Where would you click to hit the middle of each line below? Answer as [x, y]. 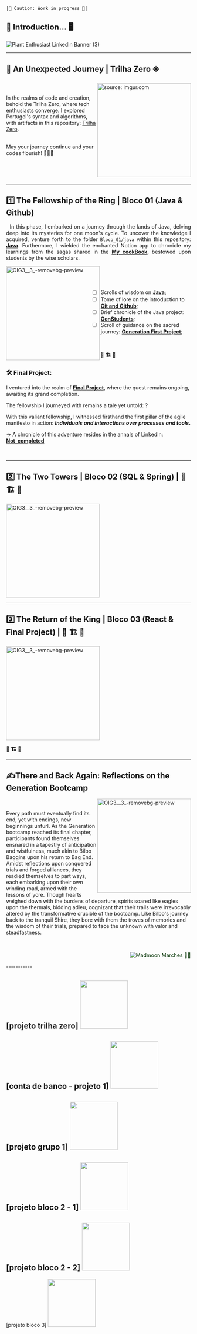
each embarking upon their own [45, 882]
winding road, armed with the [42, 889]
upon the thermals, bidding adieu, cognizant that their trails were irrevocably [98, 907]
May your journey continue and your [50, 147]
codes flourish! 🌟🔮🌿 [30, 153]
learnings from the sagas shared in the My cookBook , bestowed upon [98, 252]
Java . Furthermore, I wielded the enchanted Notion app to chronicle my [98, 246]
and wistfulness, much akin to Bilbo [49, 851]
